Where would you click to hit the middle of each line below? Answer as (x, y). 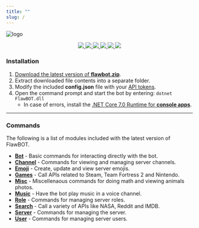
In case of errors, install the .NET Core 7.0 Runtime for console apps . (108, 105)
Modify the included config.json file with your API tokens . (85, 87)
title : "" (18, 12)
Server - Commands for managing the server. (70, 213)
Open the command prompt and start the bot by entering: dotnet (94, 93)
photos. (24, 187)
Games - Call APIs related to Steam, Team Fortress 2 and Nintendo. (97, 175)
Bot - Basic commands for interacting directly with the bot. (86, 156)
